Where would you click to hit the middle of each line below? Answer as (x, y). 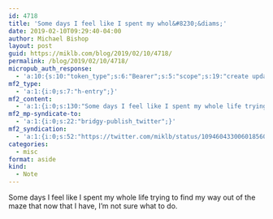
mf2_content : (30, 99)
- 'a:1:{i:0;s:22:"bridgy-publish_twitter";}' (96, 122)
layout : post (30, 46)
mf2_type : (25, 84)
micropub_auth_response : (50, 69)
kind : (17, 167)
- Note (27, 174)
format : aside (32, 159)
